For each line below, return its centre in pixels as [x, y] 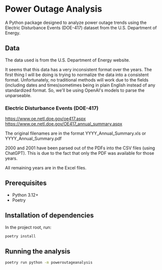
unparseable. [18, 95]
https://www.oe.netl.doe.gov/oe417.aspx [46, 119]
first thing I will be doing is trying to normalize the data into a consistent [77, 75]
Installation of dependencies [50, 216]
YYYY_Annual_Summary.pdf [33, 139]
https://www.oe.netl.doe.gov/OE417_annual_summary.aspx [64, 124]
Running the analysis [38, 251]
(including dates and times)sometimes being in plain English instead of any [80, 85]
